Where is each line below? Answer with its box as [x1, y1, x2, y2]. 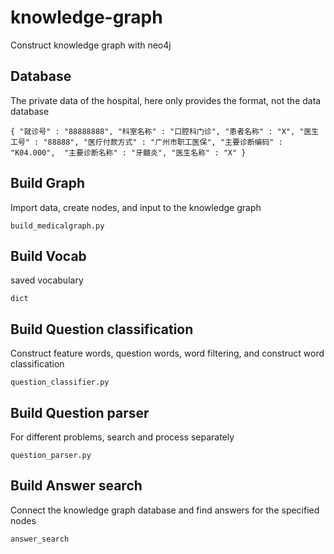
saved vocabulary [10, 274, 84, 286]
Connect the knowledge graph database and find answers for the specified [10, 504, 320, 516]
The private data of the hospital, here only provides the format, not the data [10, 94, 322, 106]
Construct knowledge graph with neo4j [10, 39, 172, 51]
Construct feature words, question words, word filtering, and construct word [10, 347, 325, 360]
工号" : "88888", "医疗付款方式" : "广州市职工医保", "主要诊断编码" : [10, 137, 283, 147]
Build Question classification [10, 321, 194, 338]
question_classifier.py [10, 377, 110, 388]
